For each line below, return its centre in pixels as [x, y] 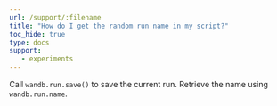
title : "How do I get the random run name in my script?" [119, 26]
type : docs [29, 42]
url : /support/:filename [55, 17]
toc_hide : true [37, 34]
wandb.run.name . [39, 94]
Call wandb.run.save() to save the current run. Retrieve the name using [139, 84]
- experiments [47, 59]
